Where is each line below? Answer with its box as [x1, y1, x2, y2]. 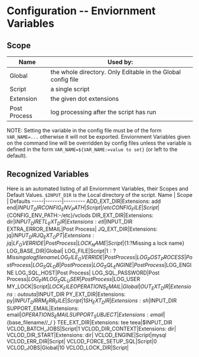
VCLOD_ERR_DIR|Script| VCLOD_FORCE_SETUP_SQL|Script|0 [6, 337, 157, 345]
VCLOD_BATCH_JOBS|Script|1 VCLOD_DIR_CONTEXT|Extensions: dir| [6, 325, 177, 332]
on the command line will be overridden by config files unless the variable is [6, 139, 192, 146]
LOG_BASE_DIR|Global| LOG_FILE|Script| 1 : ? [6, 247, 116, 254]
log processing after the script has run [50, 108, 156, 116]
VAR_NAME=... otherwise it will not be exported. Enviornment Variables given [6, 133, 191, 140]
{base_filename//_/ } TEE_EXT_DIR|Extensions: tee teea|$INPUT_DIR [6, 318, 173, 326]
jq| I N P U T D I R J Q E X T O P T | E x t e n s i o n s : [6, 232, 94, 241]
